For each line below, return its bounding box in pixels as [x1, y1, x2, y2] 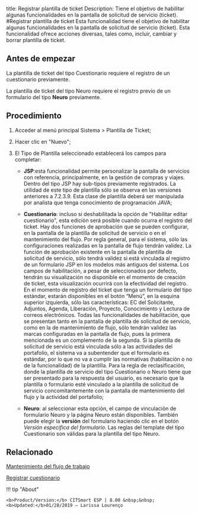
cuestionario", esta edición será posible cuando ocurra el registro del [23, 217, 193, 224]
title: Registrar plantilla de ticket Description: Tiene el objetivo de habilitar [6, 5, 185, 12]
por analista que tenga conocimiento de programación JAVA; [23, 199, 173, 206]
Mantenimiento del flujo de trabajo [6, 463, 90, 470]
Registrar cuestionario [6, 474, 60, 481]
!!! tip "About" [6, 486, 39, 493]
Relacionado [6, 448, 53, 458]
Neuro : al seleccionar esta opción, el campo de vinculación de [23, 405, 177, 412]
